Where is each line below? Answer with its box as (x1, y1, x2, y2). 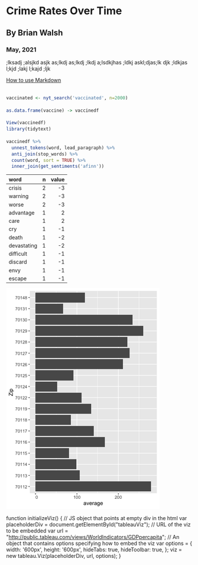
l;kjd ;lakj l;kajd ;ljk (6, 65, 51, 72)
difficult (8, 250, 28, 257)
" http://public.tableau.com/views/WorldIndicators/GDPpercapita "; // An (6, 534, 180, 541)
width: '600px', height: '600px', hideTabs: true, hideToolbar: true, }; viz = (6, 546, 182, 553)
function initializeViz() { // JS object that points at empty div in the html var (6, 515, 187, 522)
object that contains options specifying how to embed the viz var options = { (6, 540, 193, 547)
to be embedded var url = (6, 527, 69, 534)
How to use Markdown (6, 76, 61, 83)
